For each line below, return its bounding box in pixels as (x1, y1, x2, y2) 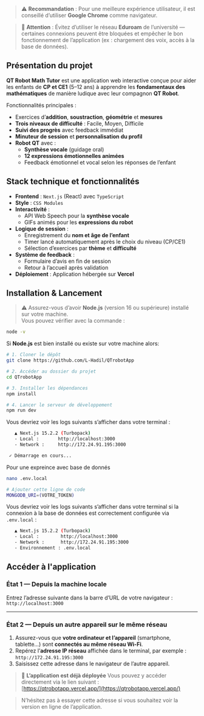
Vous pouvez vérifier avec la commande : (21, 317, 126, 324)
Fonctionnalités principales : (6, 101, 77, 109)
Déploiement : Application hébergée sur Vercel (15, 270, 135, 277)
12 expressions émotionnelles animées (24, 152, 124, 159)
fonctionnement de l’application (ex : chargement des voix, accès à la (21, 37, 195, 43)
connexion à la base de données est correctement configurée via (6, 509, 169, 517)
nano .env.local (6, 475, 47, 481)
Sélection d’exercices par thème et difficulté (24, 244, 137, 252)
